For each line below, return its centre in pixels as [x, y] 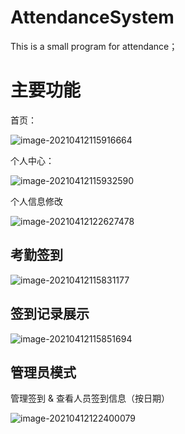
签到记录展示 [50, 314]
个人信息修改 [36, 201]
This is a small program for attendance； [94, 46]
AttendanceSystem [92, 17]
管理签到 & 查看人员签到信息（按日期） [90, 398]
